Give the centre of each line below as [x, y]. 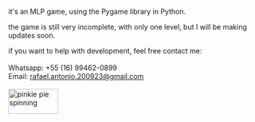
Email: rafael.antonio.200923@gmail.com [76, 76]
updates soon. [32, 35]
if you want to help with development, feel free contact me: [105, 51]
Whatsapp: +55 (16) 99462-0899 [63, 68]
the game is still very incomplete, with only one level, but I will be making [127, 27]
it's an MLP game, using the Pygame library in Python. [97, 12]
